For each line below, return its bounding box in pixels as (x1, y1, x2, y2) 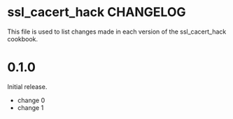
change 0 (17, 96, 45, 104)
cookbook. (7, 34, 38, 43)
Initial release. (7, 82, 48, 91)
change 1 (17, 103, 44, 112)
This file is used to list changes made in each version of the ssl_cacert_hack (7, 27, 227, 36)
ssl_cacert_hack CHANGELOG (7, 4, 186, 20)
